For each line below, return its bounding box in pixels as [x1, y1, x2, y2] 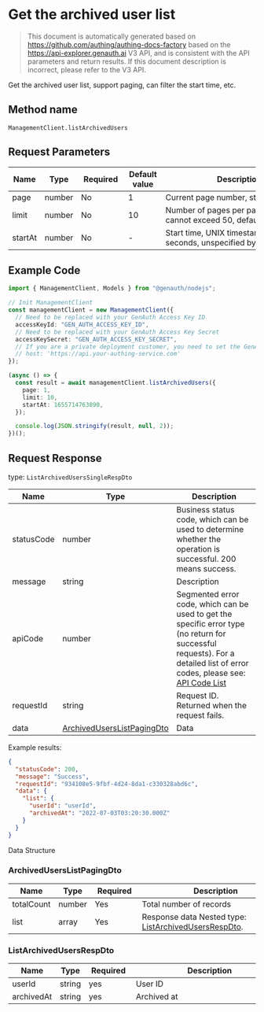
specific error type [176, 618, 245, 629]
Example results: [8, 742, 62, 752]
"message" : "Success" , [15, 773, 90, 781]
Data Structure [8, 845, 56, 855]
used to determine [176, 523, 244, 534]
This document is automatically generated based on [27, 31, 196, 41]
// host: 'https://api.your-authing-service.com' [15, 350, 181, 358]
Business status [176, 504, 235, 515]
